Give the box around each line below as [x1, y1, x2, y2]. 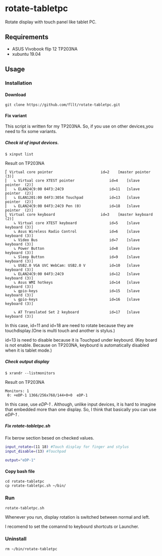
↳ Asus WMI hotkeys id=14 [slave [14, 280, 140, 285]
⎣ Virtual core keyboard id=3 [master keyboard [5, 212, 153, 217]
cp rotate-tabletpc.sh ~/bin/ [5, 483, 66, 488]
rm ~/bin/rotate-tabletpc [5, 546, 57, 551]
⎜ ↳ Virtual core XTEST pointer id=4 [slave [5, 178, 140, 183]
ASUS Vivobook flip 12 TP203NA [12, 46, 78, 51]
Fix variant [5, 113, 27, 118]
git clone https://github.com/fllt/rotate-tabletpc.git [5, 102, 120, 107]
